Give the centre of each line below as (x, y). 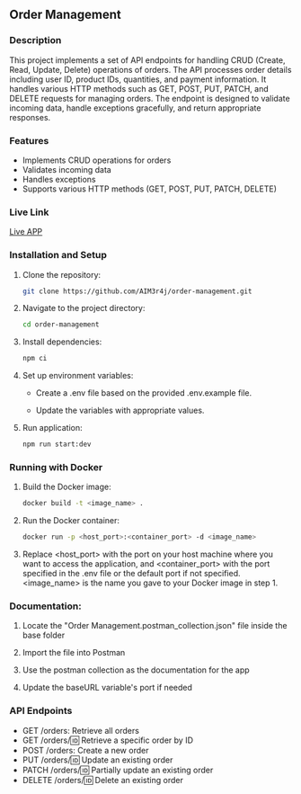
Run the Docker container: (71, 521)
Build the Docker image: (67, 487)
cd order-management (61, 325)
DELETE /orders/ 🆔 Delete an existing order (103, 780)
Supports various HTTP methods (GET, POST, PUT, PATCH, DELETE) (149, 189)
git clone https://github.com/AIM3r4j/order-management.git (137, 291)
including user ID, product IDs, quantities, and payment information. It (138, 79)
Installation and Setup (58, 255)
